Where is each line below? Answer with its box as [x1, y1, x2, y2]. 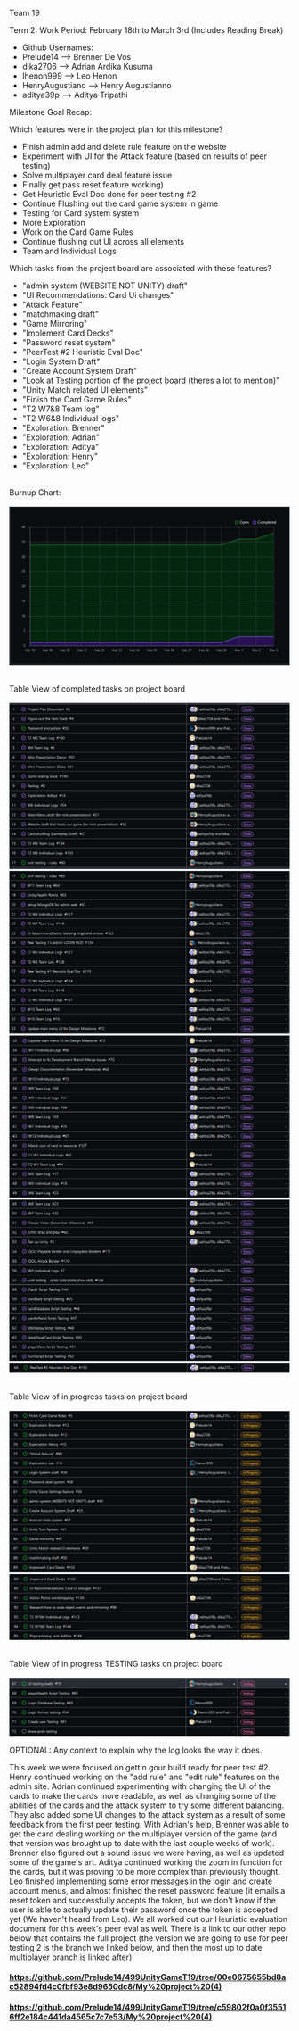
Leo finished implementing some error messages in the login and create [9, 1876, 273, 1886]
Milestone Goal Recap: [9, 107, 92, 117]
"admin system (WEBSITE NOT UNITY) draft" [21, 280, 189, 291]
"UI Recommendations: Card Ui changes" [21, 290, 174, 300]
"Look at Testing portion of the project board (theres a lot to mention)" [21, 375, 280, 385]
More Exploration [21, 218, 86, 228]
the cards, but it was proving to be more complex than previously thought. [9, 1866, 280, 1877]
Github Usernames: [21, 42, 93, 53]
